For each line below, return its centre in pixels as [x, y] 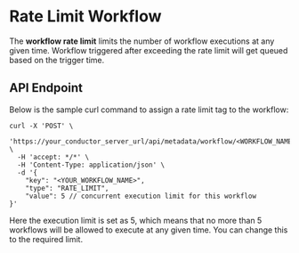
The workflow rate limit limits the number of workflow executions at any [142, 41]
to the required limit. [46, 239]
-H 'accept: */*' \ [53, 157]
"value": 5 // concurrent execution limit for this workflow [141, 196]
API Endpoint [46, 88]
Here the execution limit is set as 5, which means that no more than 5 [136, 220]
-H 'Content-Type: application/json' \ [91, 165]
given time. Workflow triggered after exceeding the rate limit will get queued [149, 50]
